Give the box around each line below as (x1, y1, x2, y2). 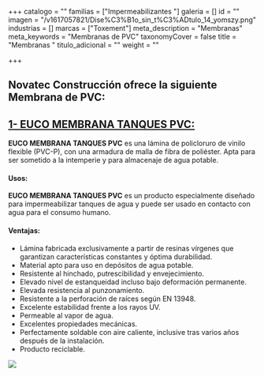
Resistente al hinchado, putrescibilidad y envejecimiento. (19, 269, 205, 278)
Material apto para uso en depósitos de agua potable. (19, 260, 194, 269)
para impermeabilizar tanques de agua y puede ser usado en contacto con (8, 199, 251, 209)
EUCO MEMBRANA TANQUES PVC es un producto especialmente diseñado (8, 191, 255, 201)
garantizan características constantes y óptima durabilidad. (19, 252, 213, 261)
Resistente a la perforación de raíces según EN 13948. (19, 294, 196, 303)
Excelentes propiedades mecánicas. (19, 319, 138, 329)
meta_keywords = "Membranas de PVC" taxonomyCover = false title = (8, 32, 237, 41)
